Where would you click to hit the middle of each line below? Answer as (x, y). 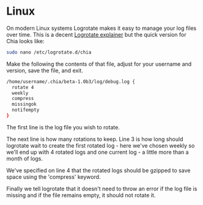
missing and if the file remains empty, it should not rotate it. (81, 195)
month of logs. (25, 158)
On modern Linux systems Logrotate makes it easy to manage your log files (102, 28)
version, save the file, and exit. (45, 70)
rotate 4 (23, 87)
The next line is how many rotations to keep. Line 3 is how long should (95, 139)
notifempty (26, 110)
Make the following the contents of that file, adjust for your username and (99, 64)
